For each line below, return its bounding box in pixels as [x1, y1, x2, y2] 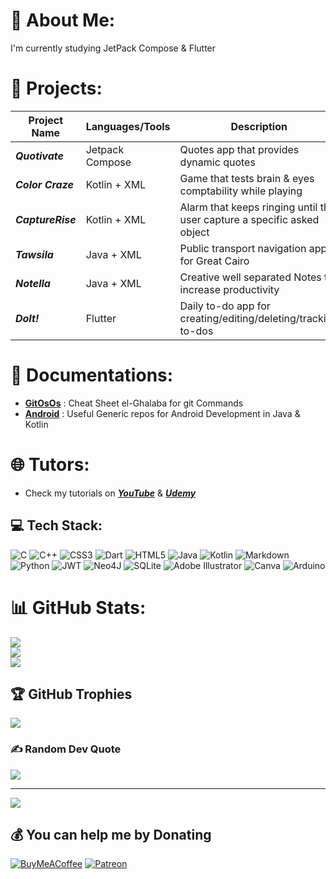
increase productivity [179, 282, 280, 296]
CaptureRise [15, 212, 77, 226]
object [179, 225, 210, 239]
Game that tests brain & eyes [179, 171, 315, 185]
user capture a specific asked [179, 212, 320, 226]
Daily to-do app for [179, 299, 271, 313]
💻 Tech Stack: [10, 517, 103, 534]
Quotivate [15, 149, 64, 163]
